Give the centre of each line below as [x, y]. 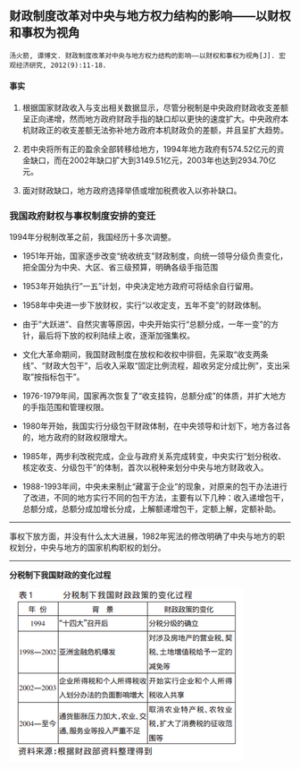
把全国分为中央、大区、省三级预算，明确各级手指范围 [120, 268]
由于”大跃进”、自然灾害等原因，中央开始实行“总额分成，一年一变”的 [146, 324]
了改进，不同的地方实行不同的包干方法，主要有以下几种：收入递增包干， [155, 498]
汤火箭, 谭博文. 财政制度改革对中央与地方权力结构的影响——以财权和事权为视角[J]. [142, 56]
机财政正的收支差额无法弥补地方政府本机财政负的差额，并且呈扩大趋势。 [155, 130]
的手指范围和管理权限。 [65, 407]
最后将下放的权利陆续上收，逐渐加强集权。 [116, 336]
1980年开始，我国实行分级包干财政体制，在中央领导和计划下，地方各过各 [156, 426]
